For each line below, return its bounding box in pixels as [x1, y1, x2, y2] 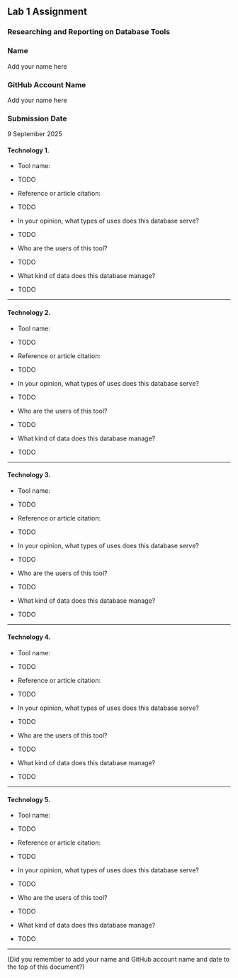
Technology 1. [7, 145, 50, 155]
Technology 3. [7, 471, 51, 479]
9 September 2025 [7, 130, 62, 138]
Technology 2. [7, 309, 51, 316]
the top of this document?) [7, 962, 85, 971]
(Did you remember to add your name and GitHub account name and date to [7, 955, 230, 964]
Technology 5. [7, 795, 51, 804]
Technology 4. [7, 633, 51, 641]
